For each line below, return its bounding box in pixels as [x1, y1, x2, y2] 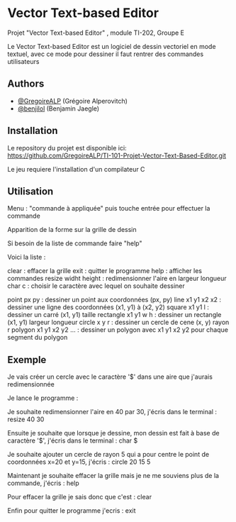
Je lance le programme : [7, 394, 79, 402]
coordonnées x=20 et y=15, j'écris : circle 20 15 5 [7, 457, 151, 466]
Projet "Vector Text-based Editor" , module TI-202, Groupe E [7, 28, 185, 37]
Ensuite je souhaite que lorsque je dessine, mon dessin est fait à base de [7, 429, 220, 438]
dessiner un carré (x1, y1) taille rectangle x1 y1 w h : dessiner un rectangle [7, 311, 222, 319]
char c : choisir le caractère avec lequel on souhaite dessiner [7, 282, 186, 290]
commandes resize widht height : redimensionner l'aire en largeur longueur [7, 274, 227, 283]
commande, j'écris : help [7, 479, 79, 487]
